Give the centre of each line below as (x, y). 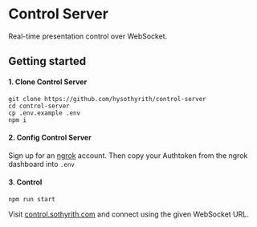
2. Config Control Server (50, 138)
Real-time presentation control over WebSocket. (88, 36)
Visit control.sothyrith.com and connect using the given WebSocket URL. (128, 214)
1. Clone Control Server (48, 82)
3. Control (25, 182)
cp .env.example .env (45, 113)
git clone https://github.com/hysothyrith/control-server (107, 99)
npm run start (32, 199)
